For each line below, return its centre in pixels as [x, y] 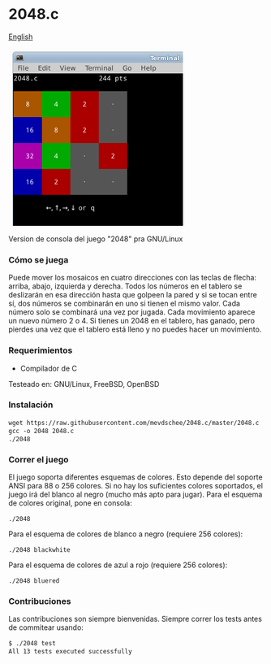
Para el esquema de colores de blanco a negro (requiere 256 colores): [126, 534]
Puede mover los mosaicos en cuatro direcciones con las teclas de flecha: [133, 278]
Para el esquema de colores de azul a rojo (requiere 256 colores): [118, 565]
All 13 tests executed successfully [70, 652]
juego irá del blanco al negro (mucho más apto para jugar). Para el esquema [135, 495]
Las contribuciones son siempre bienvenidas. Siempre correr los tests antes [135, 619]
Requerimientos [41, 350]
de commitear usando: [46, 627]
